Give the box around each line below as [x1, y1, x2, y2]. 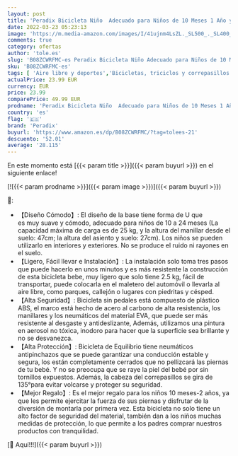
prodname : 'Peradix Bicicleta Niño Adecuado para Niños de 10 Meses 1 [7, 103, 223, 110]
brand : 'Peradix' [7, 122, 59, 129]
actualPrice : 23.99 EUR [7, 76, 78, 83]
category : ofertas [7, 43, 62, 50]
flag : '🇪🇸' [7, 115, 42, 122]
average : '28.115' [7, 142, 62, 149]
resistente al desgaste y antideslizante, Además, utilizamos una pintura [17, 319, 225, 327]
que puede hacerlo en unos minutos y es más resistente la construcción [17, 265, 228, 274]
